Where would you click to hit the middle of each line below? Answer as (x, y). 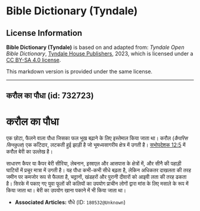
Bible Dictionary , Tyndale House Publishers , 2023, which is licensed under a (100, 54)
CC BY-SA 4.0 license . (34, 60)
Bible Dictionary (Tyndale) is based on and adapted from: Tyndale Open (95, 47)
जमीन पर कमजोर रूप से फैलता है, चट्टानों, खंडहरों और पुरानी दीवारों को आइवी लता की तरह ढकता (96, 177)
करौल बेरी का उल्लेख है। (29, 152)
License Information (44, 33)
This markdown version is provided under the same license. (79, 72)
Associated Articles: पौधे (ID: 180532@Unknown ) (70, 202)
